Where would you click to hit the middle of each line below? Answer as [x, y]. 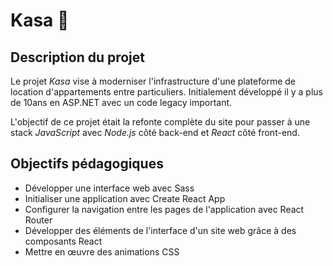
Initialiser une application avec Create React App [125, 198]
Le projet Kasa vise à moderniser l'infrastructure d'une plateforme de [153, 81]
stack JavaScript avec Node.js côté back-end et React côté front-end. [155, 132]
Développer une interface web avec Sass [109, 188]
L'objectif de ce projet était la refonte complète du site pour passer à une [160, 122]
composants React [63, 241]
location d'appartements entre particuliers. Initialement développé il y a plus [166, 92]
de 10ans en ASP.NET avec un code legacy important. [121, 102]
